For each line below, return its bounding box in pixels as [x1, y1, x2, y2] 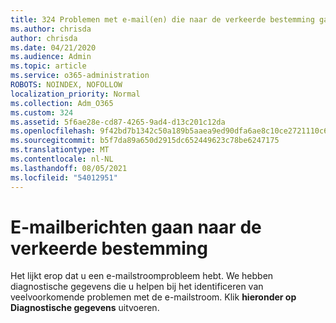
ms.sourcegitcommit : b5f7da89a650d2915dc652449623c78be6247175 [10, 136, 280, 146]
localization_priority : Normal [10, 89, 141, 99]
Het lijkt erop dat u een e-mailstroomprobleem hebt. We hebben [10, 270, 274, 282]
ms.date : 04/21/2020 [10, 42, 97, 53]
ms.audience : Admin [10, 52, 92, 62]
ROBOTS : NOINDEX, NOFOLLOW [10, 80, 123, 90]
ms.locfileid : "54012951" [10, 172, 118, 183]
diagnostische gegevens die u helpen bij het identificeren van [10, 281, 264, 293]
